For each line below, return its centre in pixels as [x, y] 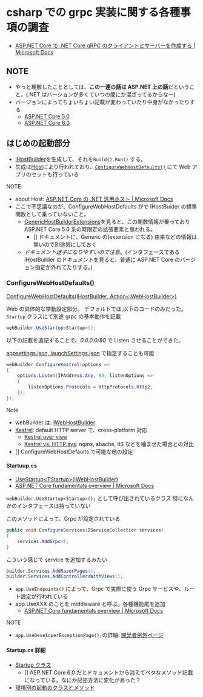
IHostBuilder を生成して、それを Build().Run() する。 [81, 159]
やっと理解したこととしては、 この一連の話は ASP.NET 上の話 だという [102, 87]
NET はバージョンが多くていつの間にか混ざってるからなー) [102, 94]
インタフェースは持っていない [54, 506]
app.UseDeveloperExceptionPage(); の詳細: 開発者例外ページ [89, 635]
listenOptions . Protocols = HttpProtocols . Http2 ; [91, 387]
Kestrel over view [46, 436]
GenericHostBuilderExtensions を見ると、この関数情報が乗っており [107, 221]
